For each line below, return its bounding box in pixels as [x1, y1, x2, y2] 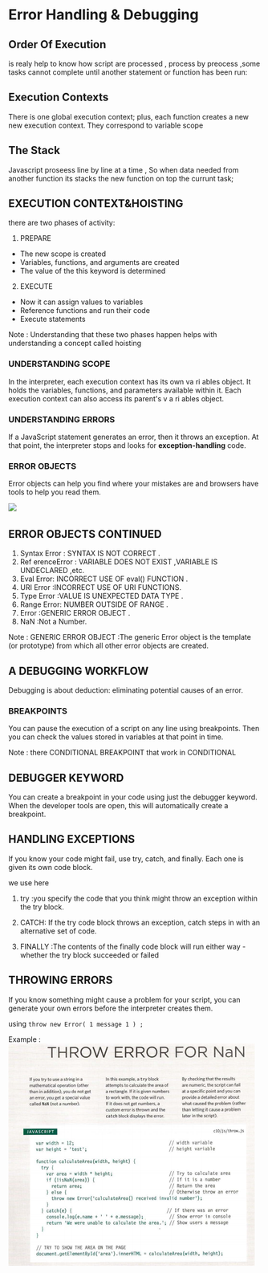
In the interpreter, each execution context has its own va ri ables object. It [8, 376, 251, 386]
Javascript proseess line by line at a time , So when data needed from [8, 165, 239, 174]
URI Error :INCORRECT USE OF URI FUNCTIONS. [19, 583, 182, 592]
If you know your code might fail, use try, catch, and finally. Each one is [8, 853, 244, 864]
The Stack [8, 144, 60, 157]
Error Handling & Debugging [8, 6, 199, 24]
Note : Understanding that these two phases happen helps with [8, 330, 217, 340]
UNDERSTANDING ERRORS [8, 413, 116, 425]
